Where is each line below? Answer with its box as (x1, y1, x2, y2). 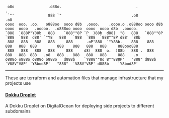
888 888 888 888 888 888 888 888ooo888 (5, 44, 138, 49)
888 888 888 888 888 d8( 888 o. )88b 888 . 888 (7, 48, 154, 53)
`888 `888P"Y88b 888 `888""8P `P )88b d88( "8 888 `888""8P (5, 31, 163, 36)
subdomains (5, 108, 31, 114)
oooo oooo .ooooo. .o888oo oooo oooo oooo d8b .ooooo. (5, 26, 138, 31)
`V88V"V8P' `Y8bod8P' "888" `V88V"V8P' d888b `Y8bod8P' (5, 61, 138, 66)
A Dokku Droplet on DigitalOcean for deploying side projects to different (5, 103, 154, 109)
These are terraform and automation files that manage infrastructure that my (5, 75, 163, 81)
